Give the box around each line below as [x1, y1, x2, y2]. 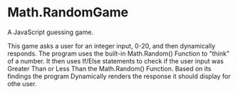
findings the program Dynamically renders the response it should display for [7, 72, 231, 80]
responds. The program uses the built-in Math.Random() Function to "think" [7, 49, 230, 58]
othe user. [7, 79, 37, 88]
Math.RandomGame [7, 4, 129, 21]
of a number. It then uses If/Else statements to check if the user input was [7, 56, 224, 65]
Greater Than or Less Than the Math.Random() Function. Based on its [7, 64, 212, 73]
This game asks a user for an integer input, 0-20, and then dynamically [7, 41, 216, 50]
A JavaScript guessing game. [7, 28, 94, 36]
